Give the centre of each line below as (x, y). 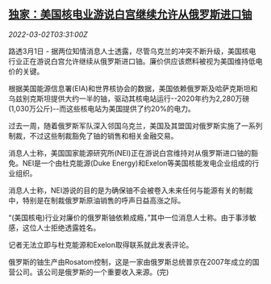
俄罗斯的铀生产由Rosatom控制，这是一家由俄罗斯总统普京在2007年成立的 (130, 261)
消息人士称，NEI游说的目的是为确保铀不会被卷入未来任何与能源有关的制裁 (131, 190)
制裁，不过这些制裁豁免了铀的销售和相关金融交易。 (93, 136)
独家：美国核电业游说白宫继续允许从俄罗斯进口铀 (130, 15)
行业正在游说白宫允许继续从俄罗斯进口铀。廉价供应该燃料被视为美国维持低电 (135, 61)
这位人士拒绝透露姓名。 (61, 228)
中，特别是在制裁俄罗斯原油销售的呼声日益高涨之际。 (97, 200)
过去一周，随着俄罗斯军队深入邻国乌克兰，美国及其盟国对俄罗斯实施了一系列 (135, 125)
